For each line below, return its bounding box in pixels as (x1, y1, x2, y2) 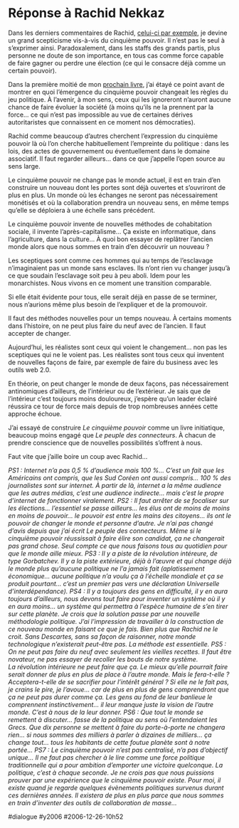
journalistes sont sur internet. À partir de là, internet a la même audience (8, 481, 222, 489)
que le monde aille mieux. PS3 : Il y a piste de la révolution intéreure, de (8, 549, 218, 558)
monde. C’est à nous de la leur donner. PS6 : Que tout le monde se (8, 708, 203, 716)
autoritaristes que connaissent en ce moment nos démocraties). (8, 117, 196, 126)
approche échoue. (8, 409, 63, 418)
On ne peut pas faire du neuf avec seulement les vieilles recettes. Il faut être (8, 647, 232, 656)
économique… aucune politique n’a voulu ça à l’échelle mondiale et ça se (8, 571, 224, 580)
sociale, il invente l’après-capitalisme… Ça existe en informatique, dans (8, 227, 216, 235)
